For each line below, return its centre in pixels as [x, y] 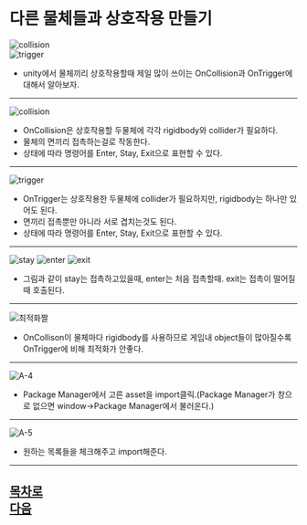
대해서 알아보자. [51, 84]
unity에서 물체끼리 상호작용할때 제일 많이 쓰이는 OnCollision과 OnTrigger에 [158, 73]
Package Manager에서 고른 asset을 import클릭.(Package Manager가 [149, 394]
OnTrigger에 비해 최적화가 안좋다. [83, 349]
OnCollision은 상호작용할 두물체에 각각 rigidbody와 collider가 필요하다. [150, 130]
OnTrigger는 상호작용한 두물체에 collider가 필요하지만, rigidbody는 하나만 [155, 198]
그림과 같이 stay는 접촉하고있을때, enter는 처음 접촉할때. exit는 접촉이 [147, 278]
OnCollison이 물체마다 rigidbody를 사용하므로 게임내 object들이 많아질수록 [157, 337]
